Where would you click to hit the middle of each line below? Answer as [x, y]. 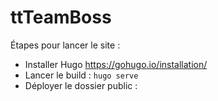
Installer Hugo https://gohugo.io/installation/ [116, 64]
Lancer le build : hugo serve [81, 75]
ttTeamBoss [61, 17]
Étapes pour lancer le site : [65, 45]
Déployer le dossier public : [81, 85]
